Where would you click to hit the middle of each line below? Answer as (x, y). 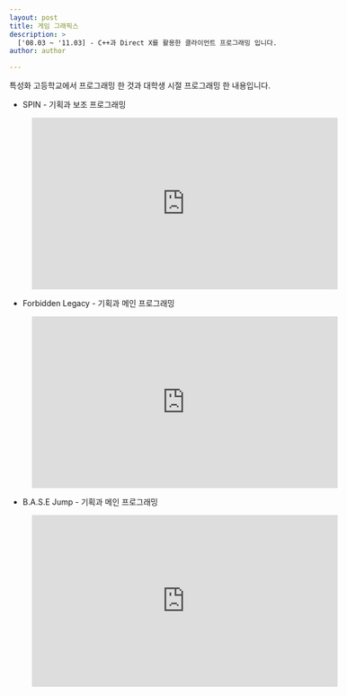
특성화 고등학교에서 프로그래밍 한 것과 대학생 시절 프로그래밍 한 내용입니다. (140, 85)
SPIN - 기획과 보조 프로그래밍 (74, 105)
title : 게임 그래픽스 (44, 26)
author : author (38, 51)
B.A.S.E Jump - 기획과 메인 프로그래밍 (90, 502)
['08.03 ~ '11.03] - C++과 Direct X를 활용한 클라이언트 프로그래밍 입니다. (147, 43)
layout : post (34, 18)
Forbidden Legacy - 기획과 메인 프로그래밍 (98, 304)
